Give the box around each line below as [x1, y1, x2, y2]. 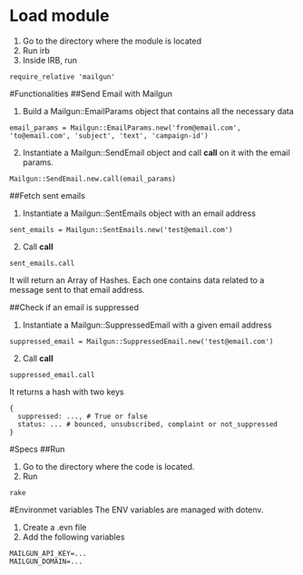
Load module [9, 5, 110, 26]
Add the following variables [22, 531, 125, 542]
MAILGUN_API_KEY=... [9, 549, 88, 558]
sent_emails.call [9, 258, 75, 268]
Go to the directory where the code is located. [22, 461, 195, 472]
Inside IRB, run [22, 54, 78, 65]
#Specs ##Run [9, 443, 65, 454]
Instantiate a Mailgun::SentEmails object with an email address [22, 208, 257, 219]
